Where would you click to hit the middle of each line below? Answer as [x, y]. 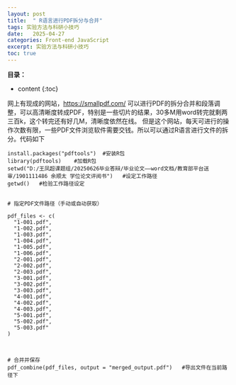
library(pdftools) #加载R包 [52, 161]
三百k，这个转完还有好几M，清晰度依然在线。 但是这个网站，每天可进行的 [115, 121]
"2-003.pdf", [33, 272]
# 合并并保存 [24, 360]
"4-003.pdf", [33, 309]
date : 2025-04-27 [36, 34]
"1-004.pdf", [33, 241]
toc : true [22, 54]
